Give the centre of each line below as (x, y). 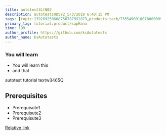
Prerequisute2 (27, 113)
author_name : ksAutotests (32, 38)
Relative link (17, 128)
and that (21, 71)
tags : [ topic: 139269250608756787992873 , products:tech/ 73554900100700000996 (85, 19)
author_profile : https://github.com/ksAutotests (56, 33)
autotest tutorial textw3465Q (35, 80)
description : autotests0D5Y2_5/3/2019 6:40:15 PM (57, 14)
